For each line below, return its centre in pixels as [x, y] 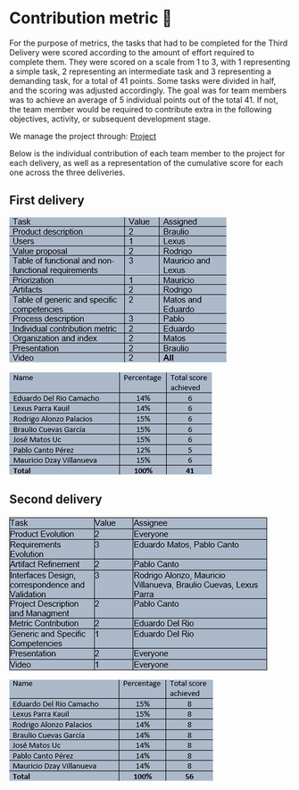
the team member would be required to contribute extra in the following [141, 109]
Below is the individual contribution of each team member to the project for [147, 153]
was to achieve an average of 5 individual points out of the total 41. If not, [144, 100]
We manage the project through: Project [83, 136]
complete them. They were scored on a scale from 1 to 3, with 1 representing [150, 62]
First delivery [47, 200]
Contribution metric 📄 [91, 18]
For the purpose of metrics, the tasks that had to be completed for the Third [149, 43]
